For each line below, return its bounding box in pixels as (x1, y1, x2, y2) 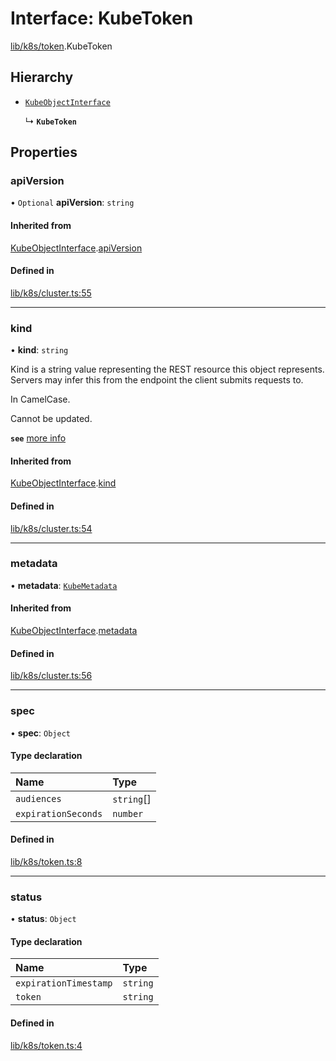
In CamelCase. (10, 393, 71, 406)
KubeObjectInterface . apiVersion (10, 242, 143, 254)
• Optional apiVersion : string (10, 197, 135, 209)
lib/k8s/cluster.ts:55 (10, 287, 92, 299)
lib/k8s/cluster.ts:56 (10, 670, 93, 682)
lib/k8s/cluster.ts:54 (10, 522, 93, 534)
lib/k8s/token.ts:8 (10, 855, 83, 867)
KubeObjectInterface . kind (10, 477, 117, 489)
